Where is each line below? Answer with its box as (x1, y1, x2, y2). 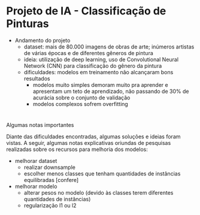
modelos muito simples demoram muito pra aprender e (32, 81, 169, 88)
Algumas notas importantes (6, 122, 74, 129)
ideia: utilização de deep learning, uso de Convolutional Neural (23, 56, 178, 63)
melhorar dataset (14, 158, 57, 165)
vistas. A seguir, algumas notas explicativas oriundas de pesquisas (6, 140, 171, 147)
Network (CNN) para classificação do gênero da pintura (23, 62, 162, 69)
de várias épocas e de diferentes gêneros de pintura (23, 49, 154, 56)
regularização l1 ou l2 (23, 202, 77, 209)
